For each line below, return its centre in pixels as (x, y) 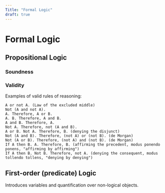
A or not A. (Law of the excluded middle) (50, 105)
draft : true (18, 14)
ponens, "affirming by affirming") (42, 149)
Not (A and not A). (26, 110)
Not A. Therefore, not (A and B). (41, 127)
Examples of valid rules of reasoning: (43, 96)
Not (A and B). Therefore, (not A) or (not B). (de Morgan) (69, 136)
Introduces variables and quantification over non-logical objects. (72, 185)
